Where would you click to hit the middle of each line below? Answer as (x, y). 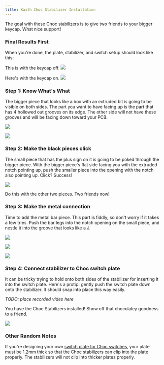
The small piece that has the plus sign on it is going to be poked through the (82, 159)
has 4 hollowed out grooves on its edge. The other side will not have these (81, 112)
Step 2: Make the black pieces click (48, 148)
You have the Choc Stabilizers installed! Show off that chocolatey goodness (82, 309)
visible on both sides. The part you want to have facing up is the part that (79, 107)
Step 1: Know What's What (38, 91)
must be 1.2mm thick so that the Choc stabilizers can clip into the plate (77, 352)
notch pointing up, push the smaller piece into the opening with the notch (79, 170)
